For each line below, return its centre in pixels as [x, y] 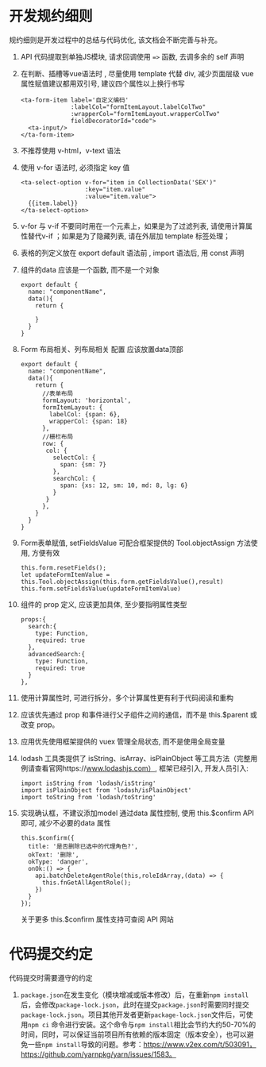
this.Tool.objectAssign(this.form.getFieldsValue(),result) [122, 582]
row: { [53, 443]
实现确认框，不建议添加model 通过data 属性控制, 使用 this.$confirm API [137, 813]
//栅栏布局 [58, 437]
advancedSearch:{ [57, 654]
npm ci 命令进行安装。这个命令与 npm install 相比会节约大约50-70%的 [142, 1024]
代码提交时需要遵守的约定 [51, 977]
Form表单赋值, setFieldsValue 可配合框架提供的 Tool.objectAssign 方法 [135, 543]
